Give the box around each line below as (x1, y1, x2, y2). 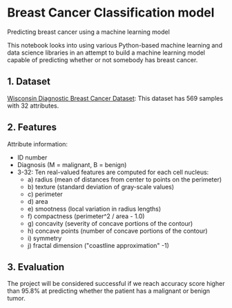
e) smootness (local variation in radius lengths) (27, 204, 161, 213)
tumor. (7, 294, 26, 302)
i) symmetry (27, 233, 62, 242)
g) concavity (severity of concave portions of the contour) (27, 219, 193, 227)
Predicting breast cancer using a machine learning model (7, 28, 171, 36)
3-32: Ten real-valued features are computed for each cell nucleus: (17, 168, 209, 176)
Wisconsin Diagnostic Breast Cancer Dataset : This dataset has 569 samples (7, 94, 223, 102)
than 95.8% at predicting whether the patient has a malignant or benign (7, 287, 211, 295)
